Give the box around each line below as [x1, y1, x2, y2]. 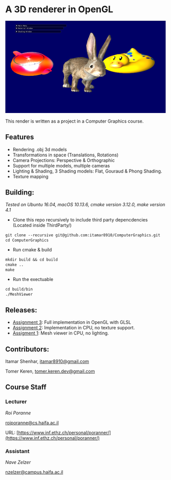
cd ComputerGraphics [5, 238, 49, 243]
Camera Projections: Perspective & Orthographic [12, 157, 115, 163]
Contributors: [5, 345, 49, 353]
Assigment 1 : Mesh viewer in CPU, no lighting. [12, 330, 109, 336]
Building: [5, 188, 35, 197]
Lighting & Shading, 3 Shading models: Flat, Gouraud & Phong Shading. [12, 168, 162, 174]
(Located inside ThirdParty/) [12, 222, 72, 229]
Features [5, 133, 34, 142]
